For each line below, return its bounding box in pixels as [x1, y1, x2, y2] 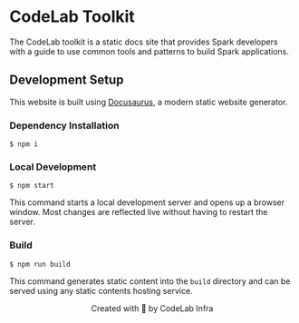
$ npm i [9, 140, 39, 149]
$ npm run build [9, 259, 71, 269]
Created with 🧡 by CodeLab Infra [91, 302, 214, 314]
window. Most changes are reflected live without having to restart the [9, 207, 268, 218]
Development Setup [9, 73, 124, 88]
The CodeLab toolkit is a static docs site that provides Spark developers [9, 36, 278, 47]
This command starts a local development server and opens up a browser [9, 197, 285, 208]
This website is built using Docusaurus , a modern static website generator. [9, 96, 288, 107]
